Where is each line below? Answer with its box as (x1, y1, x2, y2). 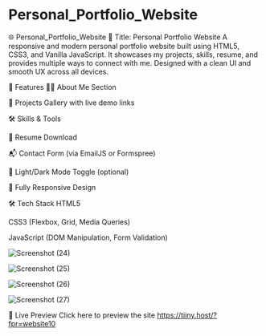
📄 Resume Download (8, 132, 78, 142)
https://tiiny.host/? (156, 310, 217, 320)
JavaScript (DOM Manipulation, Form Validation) (8, 233, 169, 242)
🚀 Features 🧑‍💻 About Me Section (8, 82, 117, 91)
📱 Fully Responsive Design (8, 182, 96, 192)
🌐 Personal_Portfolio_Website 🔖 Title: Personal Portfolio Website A (8, 32, 227, 42)
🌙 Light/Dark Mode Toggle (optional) (8, 167, 129, 176)
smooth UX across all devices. (8, 67, 109, 76)
